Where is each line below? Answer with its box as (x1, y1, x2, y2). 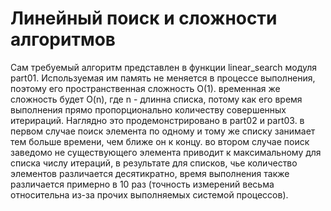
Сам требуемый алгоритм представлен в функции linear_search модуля (10, 61, 318, 73)
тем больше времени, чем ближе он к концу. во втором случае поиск (10, 135, 310, 147)
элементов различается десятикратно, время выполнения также (10, 167, 290, 179)
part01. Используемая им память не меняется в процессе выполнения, (10, 72, 316, 84)
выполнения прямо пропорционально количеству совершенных (10, 103, 287, 116)
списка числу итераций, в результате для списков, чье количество (10, 157, 298, 169)
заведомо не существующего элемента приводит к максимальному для (10, 146, 322, 158)
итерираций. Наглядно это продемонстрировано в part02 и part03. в (10, 114, 305, 126)
